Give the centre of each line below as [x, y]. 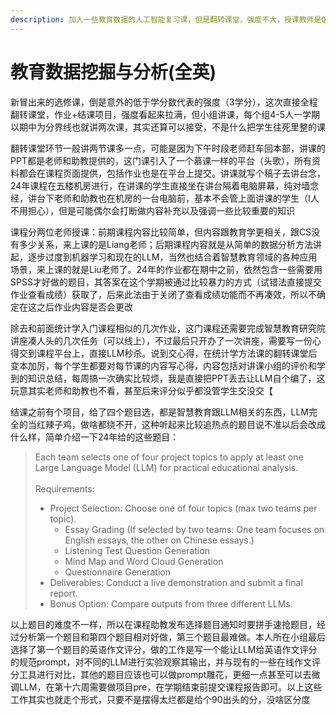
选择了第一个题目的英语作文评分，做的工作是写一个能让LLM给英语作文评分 [164, 649]
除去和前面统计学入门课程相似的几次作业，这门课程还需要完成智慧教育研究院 [168, 328]
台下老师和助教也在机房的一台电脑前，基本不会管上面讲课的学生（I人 [178, 198]
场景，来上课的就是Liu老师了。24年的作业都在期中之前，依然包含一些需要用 [166, 269]
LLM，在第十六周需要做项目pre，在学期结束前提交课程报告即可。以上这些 [170, 687]
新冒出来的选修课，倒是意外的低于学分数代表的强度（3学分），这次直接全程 [164, 102]
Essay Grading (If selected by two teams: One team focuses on [194, 529]
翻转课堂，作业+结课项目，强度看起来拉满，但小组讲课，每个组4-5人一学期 [165, 114]
